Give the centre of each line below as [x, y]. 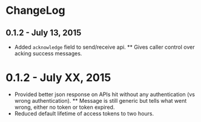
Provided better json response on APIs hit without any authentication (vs [104, 94]
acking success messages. [48, 53]
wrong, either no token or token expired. [64, 107]
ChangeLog [35, 11]
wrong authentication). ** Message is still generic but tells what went [100, 100]
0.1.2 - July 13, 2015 [44, 33]
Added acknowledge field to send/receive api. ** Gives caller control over [104, 47]
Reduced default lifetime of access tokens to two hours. [84, 113]
